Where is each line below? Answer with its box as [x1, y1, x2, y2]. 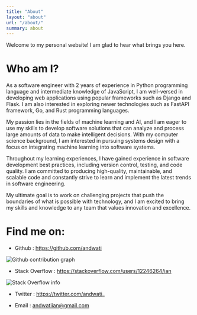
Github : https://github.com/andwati [14, 245, 102, 252]
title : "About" [6, 8, 44, 15]
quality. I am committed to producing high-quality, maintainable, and [6, 168, 173, 175]
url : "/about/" [6, 20, 44, 25]
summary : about [6, 25, 44, 31]
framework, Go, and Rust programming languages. [6, 107, 130, 114]
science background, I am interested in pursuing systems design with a [6, 137, 180, 144]
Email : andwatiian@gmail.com [14, 302, 90, 309]
